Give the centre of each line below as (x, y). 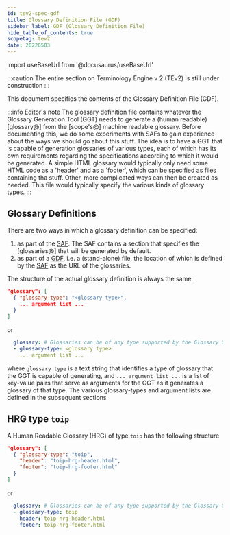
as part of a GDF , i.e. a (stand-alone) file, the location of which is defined (120, 258)
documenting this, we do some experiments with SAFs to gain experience (111, 134)
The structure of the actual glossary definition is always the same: (100, 278)
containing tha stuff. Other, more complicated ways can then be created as (112, 178)
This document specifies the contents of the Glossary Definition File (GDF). (113, 99)
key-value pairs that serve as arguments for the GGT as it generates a (105, 383)
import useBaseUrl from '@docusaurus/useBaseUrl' (80, 65)
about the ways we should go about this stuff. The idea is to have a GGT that (115, 141)
